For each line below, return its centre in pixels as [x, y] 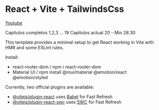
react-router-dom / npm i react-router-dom [57, 67]
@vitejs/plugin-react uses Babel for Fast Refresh [62, 97]
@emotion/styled [30, 77]
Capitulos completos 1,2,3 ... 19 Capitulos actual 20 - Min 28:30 [70, 32]
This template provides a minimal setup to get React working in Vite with [79, 42]
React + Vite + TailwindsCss [64, 9]
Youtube [14, 23]
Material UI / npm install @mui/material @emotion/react [69, 72]
